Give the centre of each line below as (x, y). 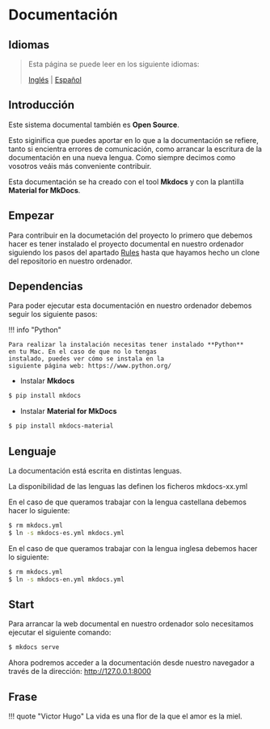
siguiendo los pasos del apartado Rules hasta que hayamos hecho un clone (134, 252)
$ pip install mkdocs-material (61, 426)
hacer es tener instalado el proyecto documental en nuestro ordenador (126, 243)
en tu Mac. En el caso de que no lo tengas (83, 352)
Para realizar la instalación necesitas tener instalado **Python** (126, 345)
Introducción (42, 105)
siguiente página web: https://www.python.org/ (90, 366)
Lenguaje (32, 451)
